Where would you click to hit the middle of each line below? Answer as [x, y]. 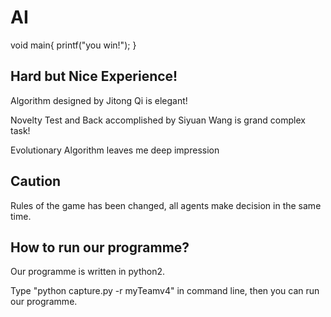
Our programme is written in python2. [87, 272]
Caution [36, 181]
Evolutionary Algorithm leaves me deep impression [115, 150]
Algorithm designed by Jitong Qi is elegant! [99, 100]
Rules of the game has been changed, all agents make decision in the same [166, 205]
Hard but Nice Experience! [94, 76]
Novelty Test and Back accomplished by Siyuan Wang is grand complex [158, 120]
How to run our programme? [100, 247]
